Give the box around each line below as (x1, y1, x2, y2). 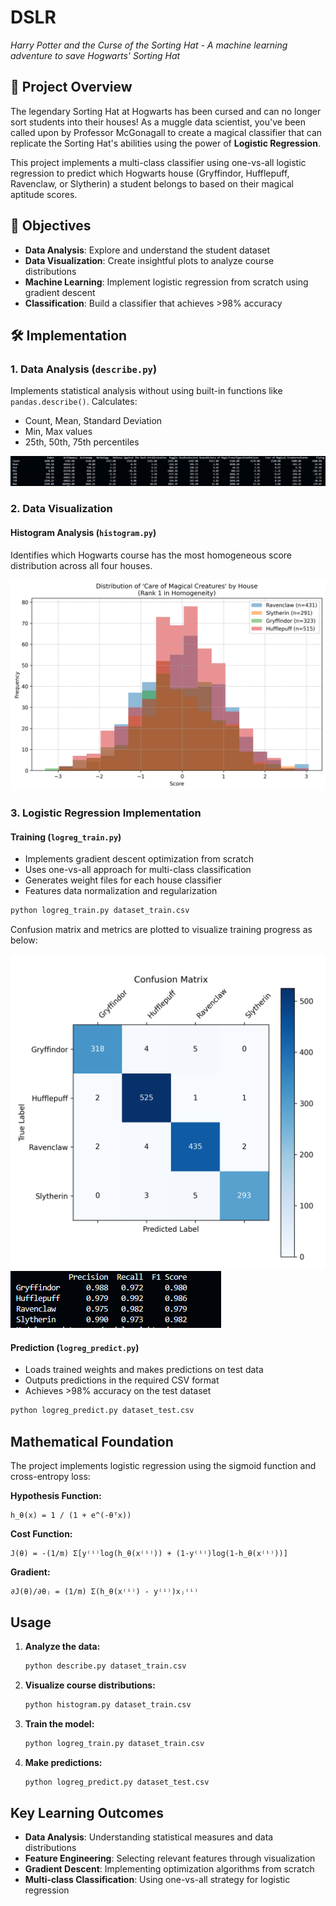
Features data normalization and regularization (24, 885, 218, 897)
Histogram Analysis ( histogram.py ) (10, 527, 157, 538)
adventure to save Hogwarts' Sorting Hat (10, 49, 181, 61)
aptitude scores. (10, 188, 78, 200)
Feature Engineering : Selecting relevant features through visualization (24, 1852, 316, 1865)
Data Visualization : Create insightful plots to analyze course (24, 254, 275, 266)
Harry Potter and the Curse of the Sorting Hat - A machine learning (10, 39, 288, 51)
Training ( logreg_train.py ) (10, 831, 122, 843)
